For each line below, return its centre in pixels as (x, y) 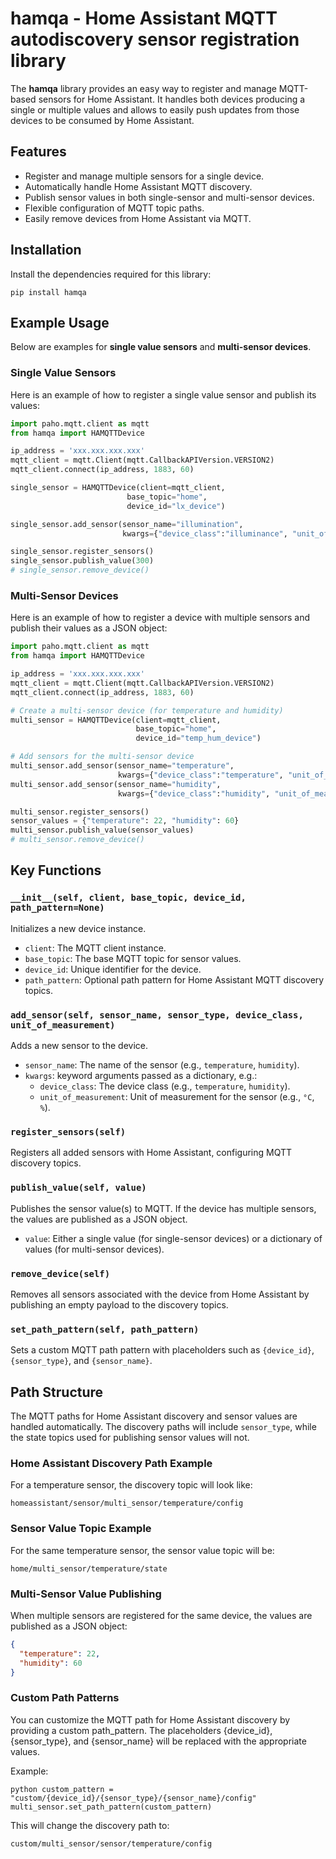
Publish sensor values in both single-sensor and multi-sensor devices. (169, 197)
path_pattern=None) (57, 908)
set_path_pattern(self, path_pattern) (105, 1329)
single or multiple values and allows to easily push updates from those (155, 109)
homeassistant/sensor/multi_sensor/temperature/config (127, 1503)
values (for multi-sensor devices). (94, 1249)
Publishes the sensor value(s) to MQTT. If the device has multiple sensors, (163, 1208)
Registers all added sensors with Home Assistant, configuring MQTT (151, 1153)
